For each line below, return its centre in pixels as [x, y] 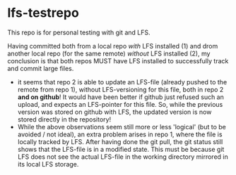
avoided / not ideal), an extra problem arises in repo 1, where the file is [120, 134]
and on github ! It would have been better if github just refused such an [120, 97]
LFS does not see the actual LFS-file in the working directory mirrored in [123, 157]
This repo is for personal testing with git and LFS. [79, 32]
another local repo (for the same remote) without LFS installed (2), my [109, 53]
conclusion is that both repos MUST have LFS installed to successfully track [118, 60]
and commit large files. [41, 68]
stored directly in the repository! [64, 119]
